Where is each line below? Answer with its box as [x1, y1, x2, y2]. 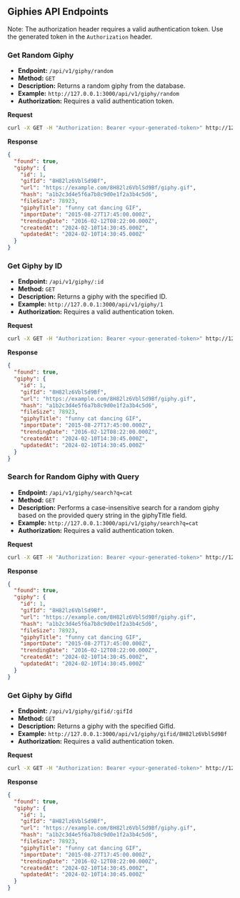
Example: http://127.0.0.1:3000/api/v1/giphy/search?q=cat [17, 518, 199, 527]
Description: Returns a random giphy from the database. [17, 81, 186, 90]
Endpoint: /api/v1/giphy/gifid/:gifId [17, 707, 133, 715]
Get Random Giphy [7, 50, 74, 60]
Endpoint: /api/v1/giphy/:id [17, 277, 104, 286]
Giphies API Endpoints [7, 6, 109, 18]
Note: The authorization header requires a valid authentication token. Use [7, 24, 224, 33]
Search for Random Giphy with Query [7, 472, 139, 482]
